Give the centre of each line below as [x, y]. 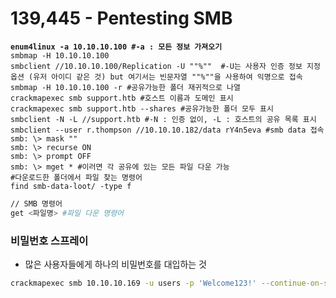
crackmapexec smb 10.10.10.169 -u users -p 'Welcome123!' [133, 283]
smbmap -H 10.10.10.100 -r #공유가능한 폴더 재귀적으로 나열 [125, 87]
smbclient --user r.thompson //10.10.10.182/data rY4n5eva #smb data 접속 [167, 130]
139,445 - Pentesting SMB [121, 18]
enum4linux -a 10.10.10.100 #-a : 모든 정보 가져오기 [116, 47]
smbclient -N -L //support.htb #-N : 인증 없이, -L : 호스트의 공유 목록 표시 [163, 119]
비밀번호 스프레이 [49, 240]
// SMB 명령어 [36, 203]
